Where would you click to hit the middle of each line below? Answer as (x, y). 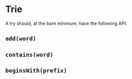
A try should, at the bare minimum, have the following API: (66, 23)
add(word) (21, 39)
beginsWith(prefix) (36, 71)
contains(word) (29, 54)
